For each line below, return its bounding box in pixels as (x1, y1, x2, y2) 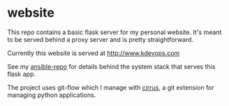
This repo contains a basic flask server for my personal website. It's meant (7, 28, 222, 36)
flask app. (7, 70, 36, 78)
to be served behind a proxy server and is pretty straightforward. (7, 35, 194, 43)
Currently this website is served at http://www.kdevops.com (7, 49, 180, 57)
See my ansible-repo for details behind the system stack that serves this (7, 62, 216, 70)
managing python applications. (7, 91, 96, 99)
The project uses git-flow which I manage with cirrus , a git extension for (7, 83, 214, 91)
